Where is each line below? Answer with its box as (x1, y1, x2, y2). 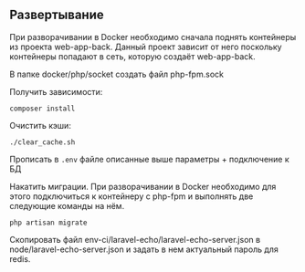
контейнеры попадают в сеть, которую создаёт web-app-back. (9, 50, 256, 62)
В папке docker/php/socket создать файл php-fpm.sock (9, 68, 224, 79)
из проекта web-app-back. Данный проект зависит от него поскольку (9, 41, 282, 52)
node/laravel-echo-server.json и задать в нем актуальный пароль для (9, 244, 279, 255)
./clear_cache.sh (9, 137, 76, 147)
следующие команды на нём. (9, 200, 125, 211)
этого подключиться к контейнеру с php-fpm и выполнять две (9, 191, 254, 202)
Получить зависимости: (9, 86, 103, 97)
